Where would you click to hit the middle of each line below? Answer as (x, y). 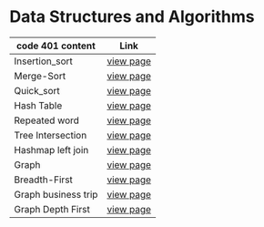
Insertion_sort (43, 61)
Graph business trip (56, 194)
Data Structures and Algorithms (132, 17)
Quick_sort (37, 90)
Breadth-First (43, 180)
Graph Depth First (52, 209)
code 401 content (56, 46)
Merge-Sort (40, 76)
